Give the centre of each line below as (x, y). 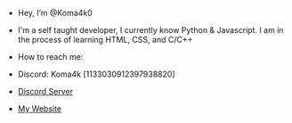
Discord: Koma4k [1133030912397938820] (96, 74)
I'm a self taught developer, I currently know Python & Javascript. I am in (150, 30)
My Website (40, 109)
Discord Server (45, 91)
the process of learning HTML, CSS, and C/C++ (105, 40)
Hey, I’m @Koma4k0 (55, 13)
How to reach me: (50, 57)
